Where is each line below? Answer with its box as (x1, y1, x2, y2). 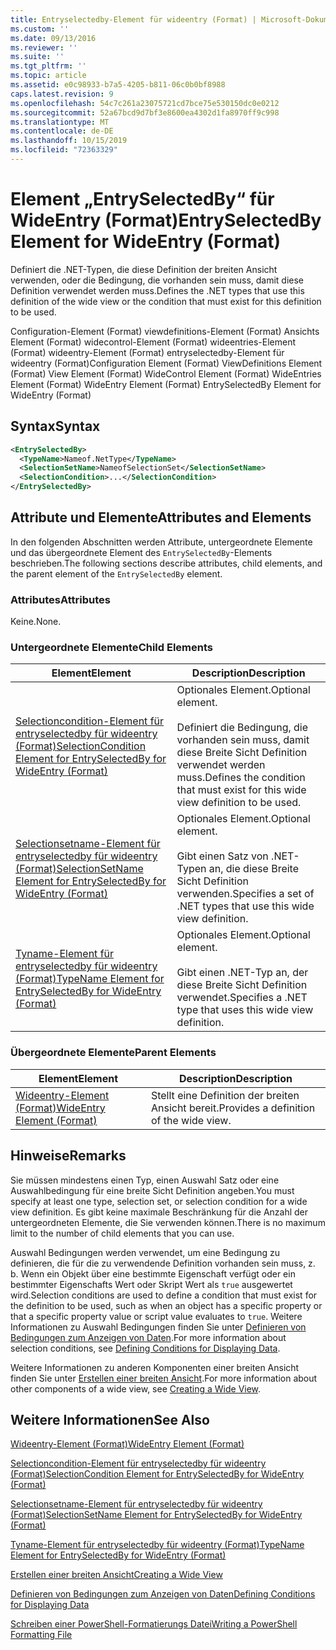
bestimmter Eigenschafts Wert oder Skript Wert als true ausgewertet (10, 1278, 293, 1290)
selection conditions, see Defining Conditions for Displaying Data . (10, 1342, 281, 1354)
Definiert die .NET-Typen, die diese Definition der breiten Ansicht (10, 263, 278, 275)
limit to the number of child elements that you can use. (10, 1227, 235, 1239)
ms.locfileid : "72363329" (10, 145, 118, 155)
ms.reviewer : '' (10, 42, 78, 53)
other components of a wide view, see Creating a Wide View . (10, 1382, 262, 1395)
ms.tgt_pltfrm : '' (10, 61, 87, 71)
